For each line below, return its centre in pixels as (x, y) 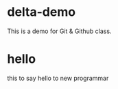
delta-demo (42, 12)
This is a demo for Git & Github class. (59, 31)
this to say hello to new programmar (58, 78)
